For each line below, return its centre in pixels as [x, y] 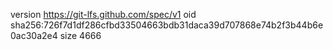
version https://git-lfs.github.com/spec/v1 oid [103, 14]
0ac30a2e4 [34, 35]
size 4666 [80, 35]
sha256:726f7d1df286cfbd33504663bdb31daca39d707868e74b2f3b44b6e [167, 25]
